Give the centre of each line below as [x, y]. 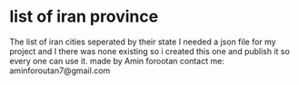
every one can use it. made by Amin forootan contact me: [117, 61]
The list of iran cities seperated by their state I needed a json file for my [143, 42]
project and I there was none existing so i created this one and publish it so [150, 51]
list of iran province [84, 17]
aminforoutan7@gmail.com [60, 71]
